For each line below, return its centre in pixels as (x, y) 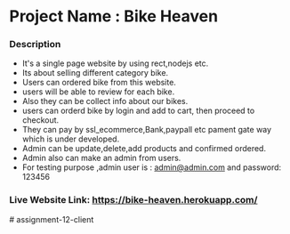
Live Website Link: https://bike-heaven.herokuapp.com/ (133, 200)
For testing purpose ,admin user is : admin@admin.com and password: (152, 167)
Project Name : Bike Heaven (114, 16)
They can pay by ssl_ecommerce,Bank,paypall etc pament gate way (147, 130)
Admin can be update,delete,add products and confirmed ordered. (144, 149)
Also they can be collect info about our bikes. (105, 101)
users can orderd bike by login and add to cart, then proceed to (138, 111)
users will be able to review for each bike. (98, 92)
